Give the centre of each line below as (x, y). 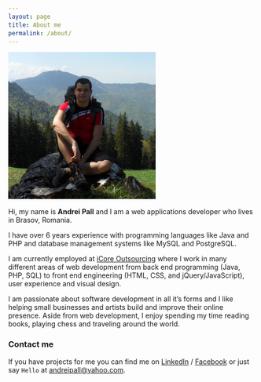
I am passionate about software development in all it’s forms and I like (121, 299)
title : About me (35, 25)
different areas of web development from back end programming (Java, (124, 267)
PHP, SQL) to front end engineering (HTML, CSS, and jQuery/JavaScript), (127, 275)
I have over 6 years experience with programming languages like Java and (129, 235)
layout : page (29, 16)
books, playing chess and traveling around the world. (94, 324)
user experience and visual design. (65, 284)
